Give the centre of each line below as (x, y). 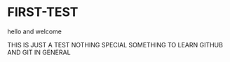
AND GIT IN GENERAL (39, 52)
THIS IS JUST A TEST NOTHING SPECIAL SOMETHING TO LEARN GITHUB (115, 45)
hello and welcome (34, 31)
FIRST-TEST (43, 12)
